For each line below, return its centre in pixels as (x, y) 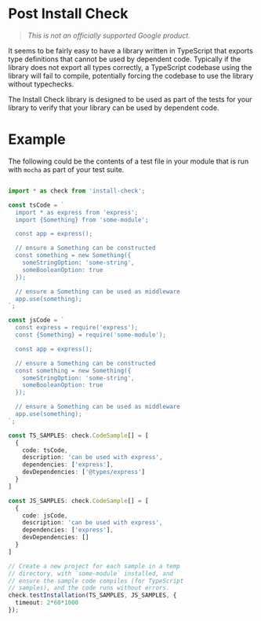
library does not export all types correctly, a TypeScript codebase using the (130, 67)
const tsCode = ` (36, 205)
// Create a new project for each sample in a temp (94, 566)
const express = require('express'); (77, 328)
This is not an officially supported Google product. (109, 35)
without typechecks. (41, 84)
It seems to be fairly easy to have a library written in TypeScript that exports (130, 50)
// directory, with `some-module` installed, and (91, 573)
